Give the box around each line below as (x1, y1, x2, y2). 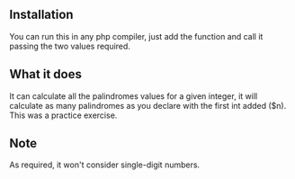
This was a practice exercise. (9, 110, 118, 121)
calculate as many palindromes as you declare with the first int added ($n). (9, 100, 287, 111)
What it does (9, 67, 83, 82)
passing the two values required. (9, 40, 130, 51)
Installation (9, 7, 74, 22)
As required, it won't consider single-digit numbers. (9, 159, 201, 170)
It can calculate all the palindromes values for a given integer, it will (9, 90, 258, 102)
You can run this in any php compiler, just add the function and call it (9, 31, 264, 41)
